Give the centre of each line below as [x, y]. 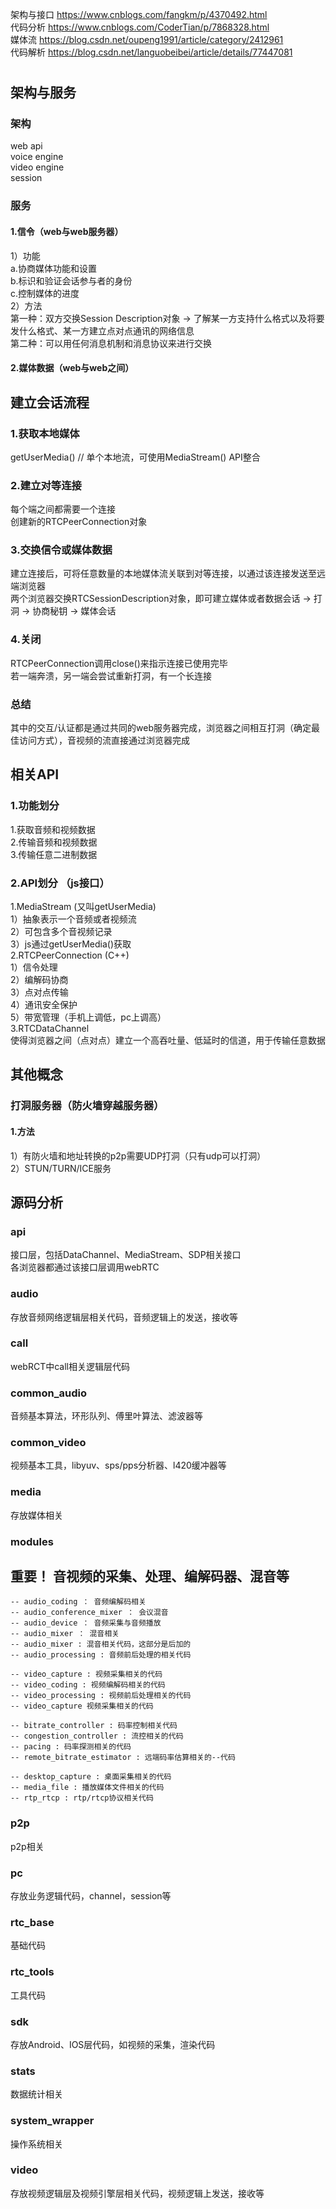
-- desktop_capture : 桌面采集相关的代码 [91, 1777]
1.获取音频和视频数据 [53, 829]
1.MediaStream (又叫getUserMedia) [83, 907]
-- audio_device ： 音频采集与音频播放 [86, 1623]
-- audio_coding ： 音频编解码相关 [78, 1602]
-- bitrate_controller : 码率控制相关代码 [94, 1726]
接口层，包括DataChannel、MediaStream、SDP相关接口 [126, 1255]
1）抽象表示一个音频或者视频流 [73, 919]
